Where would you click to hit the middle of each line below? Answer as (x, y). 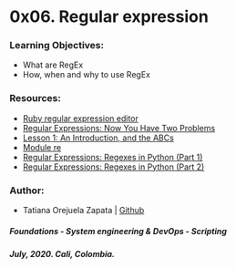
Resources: (35, 98)
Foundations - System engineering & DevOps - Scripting (118, 231)
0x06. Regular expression (109, 17)
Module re (42, 147)
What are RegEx (53, 65)
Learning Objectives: (57, 46)
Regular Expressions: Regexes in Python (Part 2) (113, 167)
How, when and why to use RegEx (86, 75)
